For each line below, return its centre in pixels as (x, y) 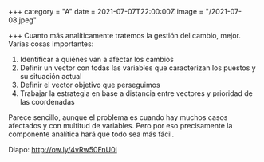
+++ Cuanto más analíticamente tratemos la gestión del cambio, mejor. (125, 36)
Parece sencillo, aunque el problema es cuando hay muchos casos (118, 117)
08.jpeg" (23, 20)
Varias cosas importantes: (51, 44)
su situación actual (51, 76)
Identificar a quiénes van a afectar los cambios (97, 59)
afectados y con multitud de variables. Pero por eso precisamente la (120, 126)
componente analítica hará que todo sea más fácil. (91, 134)
